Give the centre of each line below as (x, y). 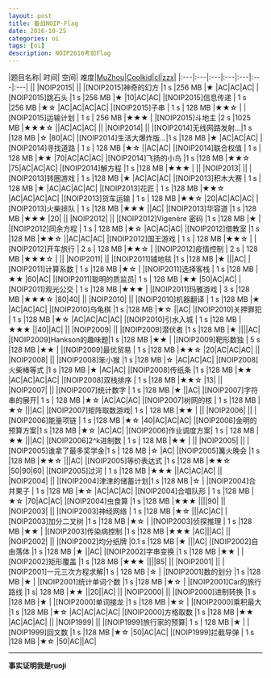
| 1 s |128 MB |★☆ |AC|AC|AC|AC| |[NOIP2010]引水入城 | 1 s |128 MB (123, 319)
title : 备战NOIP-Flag (44, 23)
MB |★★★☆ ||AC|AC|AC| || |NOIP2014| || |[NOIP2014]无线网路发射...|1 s (130, 128)
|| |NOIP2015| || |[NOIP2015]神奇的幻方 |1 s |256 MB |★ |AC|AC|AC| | (145, 87)
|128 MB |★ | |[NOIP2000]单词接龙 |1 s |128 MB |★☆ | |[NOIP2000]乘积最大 (135, 602)
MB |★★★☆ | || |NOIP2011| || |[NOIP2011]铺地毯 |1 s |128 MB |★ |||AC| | (130, 259)
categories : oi (34, 38)
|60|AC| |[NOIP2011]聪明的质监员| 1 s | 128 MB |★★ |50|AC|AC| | (133, 279)
